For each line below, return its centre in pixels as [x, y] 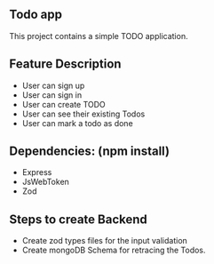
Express [37, 172]
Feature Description [65, 64]
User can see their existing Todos [83, 114]
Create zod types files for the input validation [105, 241]
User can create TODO [64, 104]
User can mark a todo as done [77, 123]
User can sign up [53, 85]
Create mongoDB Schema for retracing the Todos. [114, 250]
